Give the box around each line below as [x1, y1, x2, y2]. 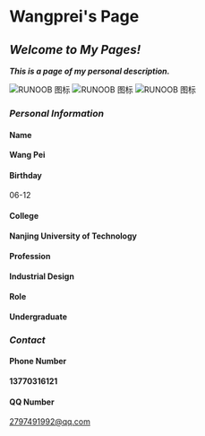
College [9, 210, 39, 221]
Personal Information [9, 107, 105, 119]
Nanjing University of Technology [9, 231, 137, 241]
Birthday [9, 170, 43, 180]
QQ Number [9, 397, 56, 407]
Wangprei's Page [9, 6, 140, 27]
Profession [9, 251, 51, 262]
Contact [9, 334, 47, 346]
